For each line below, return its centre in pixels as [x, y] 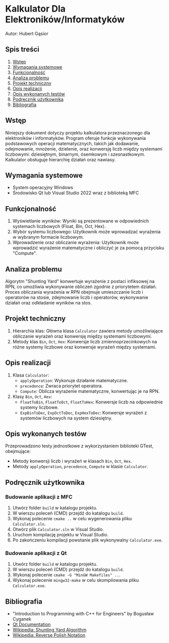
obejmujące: [18, 451]
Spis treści [22, 49]
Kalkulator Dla [35, 9]
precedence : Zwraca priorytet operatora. [62, 386]
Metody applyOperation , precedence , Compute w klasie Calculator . [80, 467]
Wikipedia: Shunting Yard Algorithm [49, 630]
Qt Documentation [32, 624]
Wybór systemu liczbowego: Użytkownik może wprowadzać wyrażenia [87, 232]
